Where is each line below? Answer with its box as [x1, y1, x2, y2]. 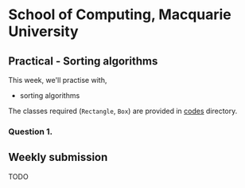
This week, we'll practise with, [8, 76, 107, 84]
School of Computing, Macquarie [8, 6, 232, 24]
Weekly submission [8, 151, 108, 164]
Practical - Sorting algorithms [8, 54, 158, 68]
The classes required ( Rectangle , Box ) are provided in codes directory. [8, 106, 238, 116]
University [8, 22, 79, 41]
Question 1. [8, 126, 53, 137]
